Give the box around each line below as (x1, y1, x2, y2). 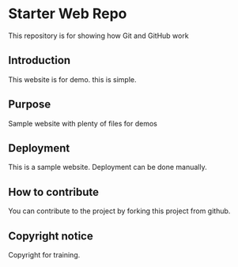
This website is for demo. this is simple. (8, 74, 137, 84)
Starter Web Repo (8, 5, 127, 23)
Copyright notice (8, 229, 93, 243)
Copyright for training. (8, 250, 81, 259)
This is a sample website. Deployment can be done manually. (8, 163, 207, 172)
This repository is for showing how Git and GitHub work (8, 31, 189, 40)
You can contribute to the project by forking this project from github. (8, 206, 231, 216)
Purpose (8, 98, 51, 111)
